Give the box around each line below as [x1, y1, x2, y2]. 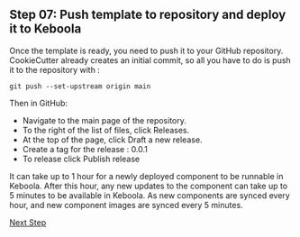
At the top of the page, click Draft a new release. [22, 134, 203, 145]
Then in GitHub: [9, 97, 68, 108]
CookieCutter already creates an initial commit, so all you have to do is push [9, 54, 291, 66]
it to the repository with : [9, 64, 101, 75]
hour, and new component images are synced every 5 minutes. [9, 199, 243, 210]
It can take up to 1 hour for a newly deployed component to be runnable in [9, 170, 284, 181]
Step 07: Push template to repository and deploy [9, 7, 286, 23]
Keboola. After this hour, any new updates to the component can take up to [9, 180, 288, 191]
